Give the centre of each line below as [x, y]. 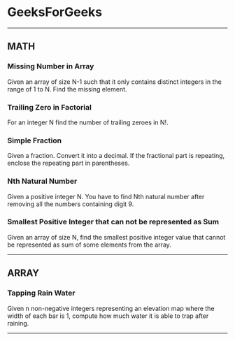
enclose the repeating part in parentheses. [69, 163]
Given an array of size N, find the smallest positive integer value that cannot [116, 237]
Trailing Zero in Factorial [50, 107]
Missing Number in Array [51, 66]
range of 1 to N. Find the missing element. [67, 89]
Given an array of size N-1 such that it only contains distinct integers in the [114, 82]
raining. [18, 323]
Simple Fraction [34, 140]
